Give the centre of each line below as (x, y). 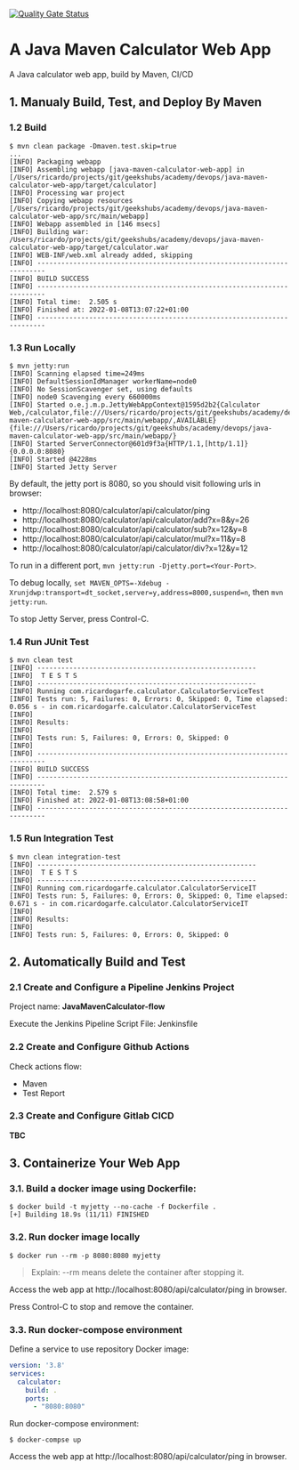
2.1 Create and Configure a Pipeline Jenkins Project (122, 987)
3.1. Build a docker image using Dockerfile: (103, 1189)
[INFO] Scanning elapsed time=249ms (77, 374)
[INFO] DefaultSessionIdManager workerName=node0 (103, 381)
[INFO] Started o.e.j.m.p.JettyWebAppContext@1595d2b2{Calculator (135, 405)
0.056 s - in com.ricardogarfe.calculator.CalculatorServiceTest (133, 707)
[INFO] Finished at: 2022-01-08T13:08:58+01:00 (99, 801)
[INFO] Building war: (49, 231)
